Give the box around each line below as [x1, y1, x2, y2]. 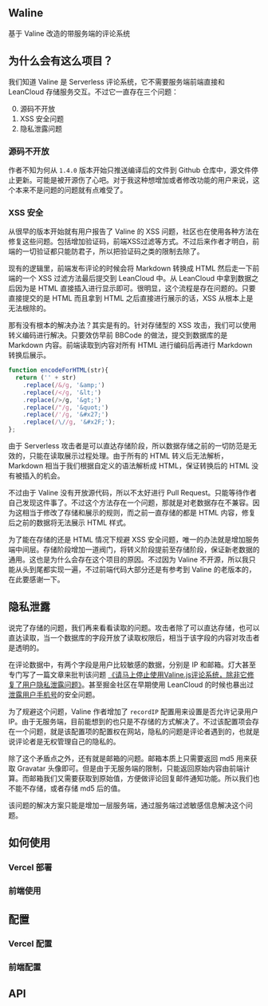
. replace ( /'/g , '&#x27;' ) [22, 411, 109, 419]
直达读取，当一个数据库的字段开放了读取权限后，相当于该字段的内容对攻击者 [8, 633, 260, 642]
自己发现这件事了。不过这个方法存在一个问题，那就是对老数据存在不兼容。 [8, 498, 253, 507]
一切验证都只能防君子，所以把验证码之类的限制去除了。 [22, 247, 204, 256]
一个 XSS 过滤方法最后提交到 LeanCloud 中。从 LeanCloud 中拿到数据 [22, 274, 252, 283]
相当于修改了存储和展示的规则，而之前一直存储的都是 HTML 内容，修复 [22, 508, 256, 518]
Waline [8, 6, 44, 20]
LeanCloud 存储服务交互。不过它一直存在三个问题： [8, 87, 179, 97]
